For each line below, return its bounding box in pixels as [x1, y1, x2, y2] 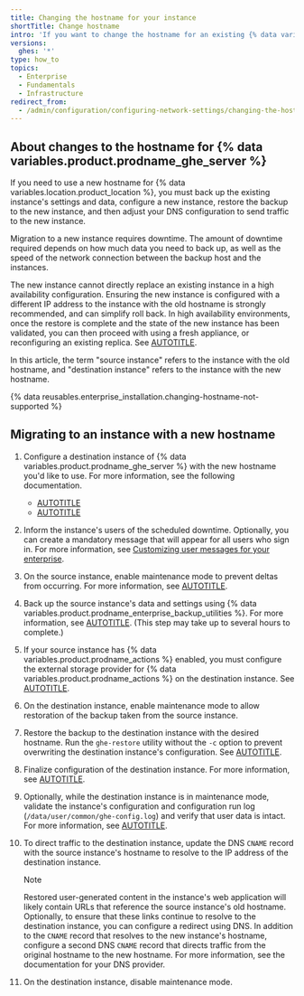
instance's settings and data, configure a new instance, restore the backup [10, 196, 289, 208]
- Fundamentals [18, 80, 76, 89]
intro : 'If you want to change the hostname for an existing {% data [10, 30, 278, 39]
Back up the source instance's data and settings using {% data [23, 597, 257, 608]
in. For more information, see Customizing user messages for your [23, 543, 270, 554]
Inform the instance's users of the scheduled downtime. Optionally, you [23, 524, 290, 535]
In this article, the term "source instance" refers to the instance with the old [10, 354, 290, 366]
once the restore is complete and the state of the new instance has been [10, 318, 280, 329]
